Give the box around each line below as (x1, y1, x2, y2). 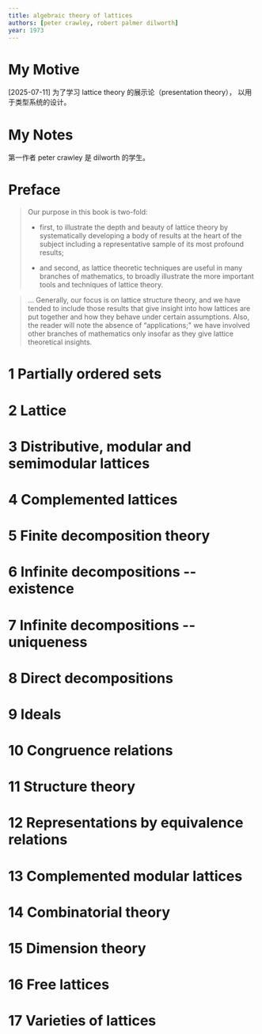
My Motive (8, 60, 80, 78)
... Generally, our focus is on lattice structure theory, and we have (27, 295, 241, 305)
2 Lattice (8, 401, 67, 420)
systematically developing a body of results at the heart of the (39, 231, 242, 241)
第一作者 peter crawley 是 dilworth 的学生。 (8, 153, 150, 162)
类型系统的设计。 (14, 97, 71, 107)
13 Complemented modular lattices (8, 867, 243, 885)
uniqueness (8, 633, 88, 651)
